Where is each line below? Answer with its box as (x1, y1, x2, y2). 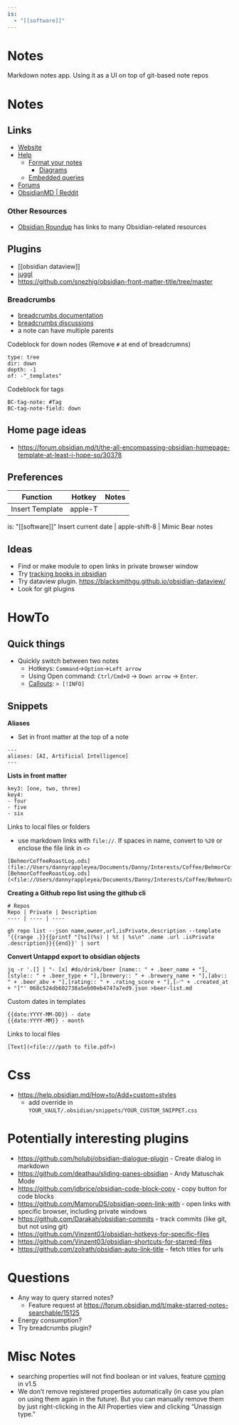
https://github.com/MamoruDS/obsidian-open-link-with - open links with (17, 1199, 231, 1208)
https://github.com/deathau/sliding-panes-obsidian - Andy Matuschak (17, 1169, 224, 1177)
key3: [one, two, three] (7, 785, 81, 793)
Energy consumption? (17, 1315, 83, 1324)
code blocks (17, 1192, 55, 1200)
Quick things (7, 637, 65, 650)
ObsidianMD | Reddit (17, 189, 79, 197)
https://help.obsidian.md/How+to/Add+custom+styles (17, 1091, 176, 1099)
